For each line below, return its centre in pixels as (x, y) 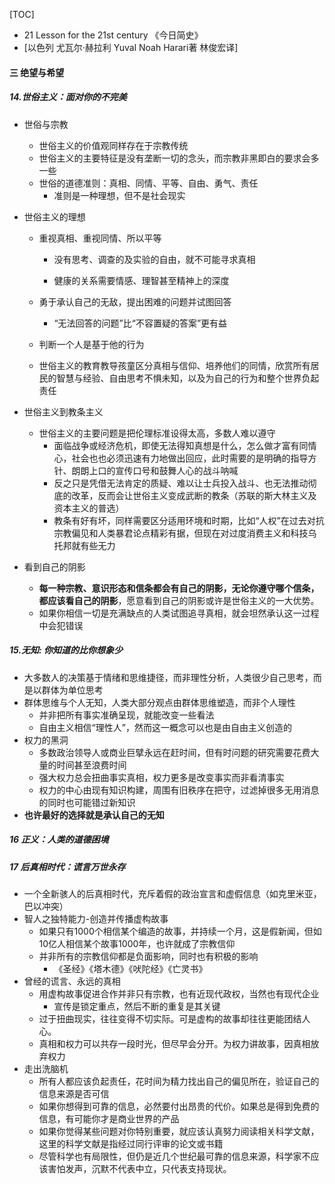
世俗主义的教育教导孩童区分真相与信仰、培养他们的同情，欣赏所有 (174, 365)
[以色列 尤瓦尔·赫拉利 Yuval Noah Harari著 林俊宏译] (131, 47)
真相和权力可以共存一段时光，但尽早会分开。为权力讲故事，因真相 (174, 1043)
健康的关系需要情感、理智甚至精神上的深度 (141, 280)
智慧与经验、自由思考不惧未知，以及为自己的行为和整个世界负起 (188, 378)
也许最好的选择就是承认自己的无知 (94, 815)
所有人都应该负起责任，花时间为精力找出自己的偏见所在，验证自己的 (179, 1081)
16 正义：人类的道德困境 (59, 840)
